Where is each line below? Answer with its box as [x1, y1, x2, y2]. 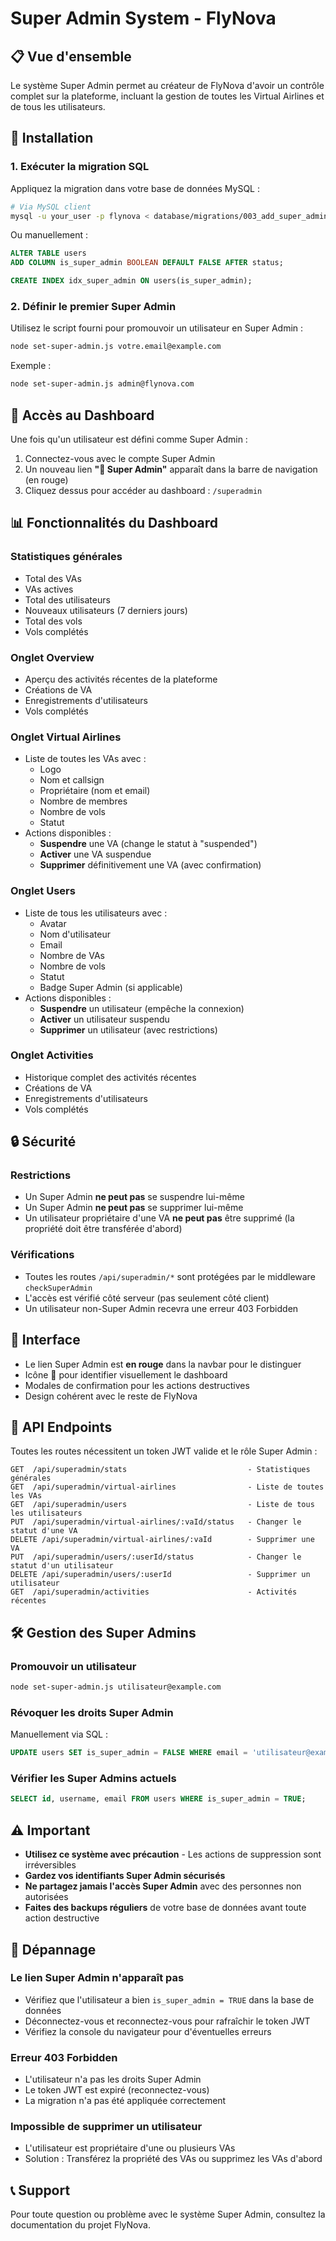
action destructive [24, 1912, 100, 1924]
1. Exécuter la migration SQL [10, 160, 150, 174]
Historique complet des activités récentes [24, 1071, 197, 1083]
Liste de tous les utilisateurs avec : [24, 907, 168, 919]
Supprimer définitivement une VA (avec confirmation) [39, 859, 262, 871]
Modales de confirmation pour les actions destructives [24, 1379, 250, 1391]
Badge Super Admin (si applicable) [39, 981, 183, 993]
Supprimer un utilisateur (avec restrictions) [39, 1023, 218, 1036]
